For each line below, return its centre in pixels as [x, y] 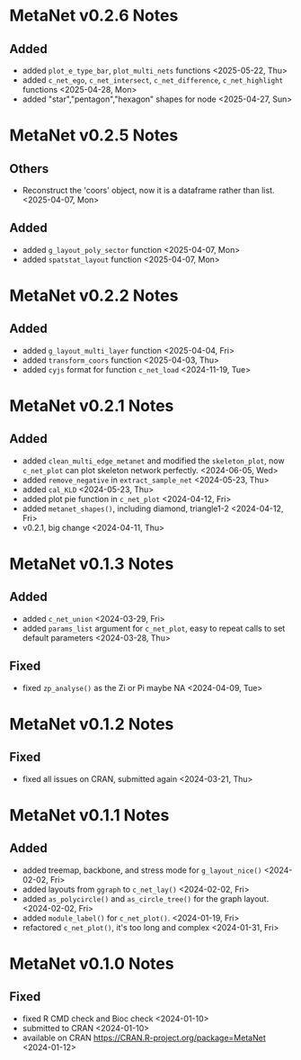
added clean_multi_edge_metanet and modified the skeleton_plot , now [153, 461]
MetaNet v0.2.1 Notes [92, 406]
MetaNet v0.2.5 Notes [94, 135]
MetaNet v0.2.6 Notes [94, 16]
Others [29, 169]
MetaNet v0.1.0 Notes [92, 963]
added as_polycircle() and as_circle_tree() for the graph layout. [146, 898]
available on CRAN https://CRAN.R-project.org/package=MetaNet [144, 1038]
